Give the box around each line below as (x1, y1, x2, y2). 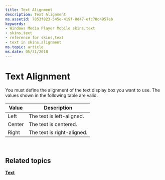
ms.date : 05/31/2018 (5, 49, 49, 54)
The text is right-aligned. (28, 129, 88, 136)
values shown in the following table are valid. (5, 92, 98, 98)
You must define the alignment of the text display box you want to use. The (5, 87, 160, 93)
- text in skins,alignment (5, 40, 62, 45)
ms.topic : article (5, 44, 44, 49)
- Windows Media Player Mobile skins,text (5, 26, 95, 31)
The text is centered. (28, 121, 78, 128)
